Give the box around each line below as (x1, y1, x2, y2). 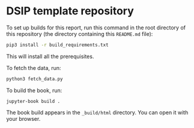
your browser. (6, 115, 41, 122)
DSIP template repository (6, 4, 134, 18)
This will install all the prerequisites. (6, 53, 94, 60)
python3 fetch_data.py (6, 76, 63, 82)
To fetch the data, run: (6, 64, 61, 71)
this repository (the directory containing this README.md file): (6, 30, 153, 37)
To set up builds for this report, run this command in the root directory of (6, 24, 186, 31)
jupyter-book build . (6, 98, 61, 104)
